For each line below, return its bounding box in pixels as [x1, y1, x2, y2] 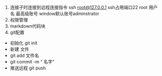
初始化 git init [10, 40, 38, 46]
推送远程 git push [10, 65, 46, 71]
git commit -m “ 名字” [10, 59, 55, 64]
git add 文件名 [10, 52, 39, 58]
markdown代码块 [10, 23, 46, 29]
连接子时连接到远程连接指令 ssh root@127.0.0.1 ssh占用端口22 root [10, 4, 148, 10]
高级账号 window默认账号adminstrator [20, 10, 100, 16]
